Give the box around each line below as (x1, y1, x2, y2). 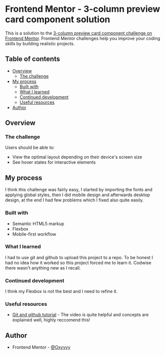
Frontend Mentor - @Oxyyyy (12, 344, 70, 350)
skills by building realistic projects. (5, 40, 75, 46)
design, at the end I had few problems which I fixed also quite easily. (5, 197, 144, 203)
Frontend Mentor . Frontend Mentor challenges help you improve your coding (5, 35, 161, 41)
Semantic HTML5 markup (12, 220, 65, 227)
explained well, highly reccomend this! (12, 317, 90, 323)
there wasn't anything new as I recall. (5, 265, 81, 271)
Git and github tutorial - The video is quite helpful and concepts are (12, 312, 149, 318)
